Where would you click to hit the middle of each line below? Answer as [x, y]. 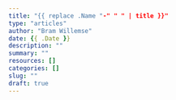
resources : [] [32, 61]
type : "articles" [38, 23]
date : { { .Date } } [39, 38]
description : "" [36, 46]
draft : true [28, 83]
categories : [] [34, 69]
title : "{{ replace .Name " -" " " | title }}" [88, 16]
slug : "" [23, 76]
